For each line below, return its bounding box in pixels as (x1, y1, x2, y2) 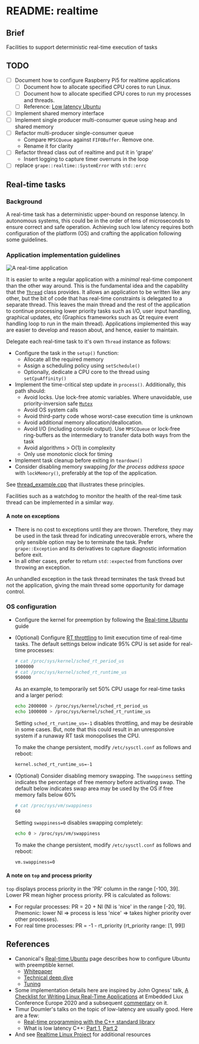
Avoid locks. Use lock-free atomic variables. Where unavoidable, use (23, 394, 192, 401)
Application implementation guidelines (6, 251, 121, 259)
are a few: (14, 1012, 40, 1019)
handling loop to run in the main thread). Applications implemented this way (6, 320, 191, 328)
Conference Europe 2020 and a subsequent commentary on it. (14, 999, 169, 1006)
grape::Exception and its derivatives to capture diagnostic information (14, 545, 187, 552)
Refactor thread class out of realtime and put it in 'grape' (14, 149, 153, 156)
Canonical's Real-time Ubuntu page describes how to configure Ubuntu (14, 955, 191, 962)
